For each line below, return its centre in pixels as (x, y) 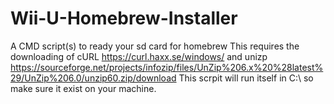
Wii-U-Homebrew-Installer (124, 18)
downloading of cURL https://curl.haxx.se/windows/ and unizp (139, 56)
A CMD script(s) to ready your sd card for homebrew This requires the (155, 46)
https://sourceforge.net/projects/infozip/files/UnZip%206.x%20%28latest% (167, 67)
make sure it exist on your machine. (83, 88)
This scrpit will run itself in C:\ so (246, 78)
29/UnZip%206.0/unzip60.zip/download (93, 78)
